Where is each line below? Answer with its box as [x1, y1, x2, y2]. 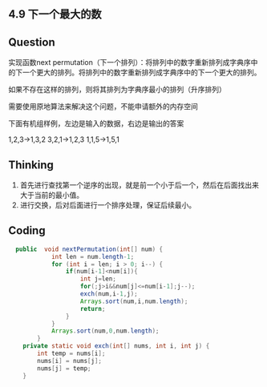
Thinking [8, 158, 55, 171]
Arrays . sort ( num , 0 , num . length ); [51, 327, 160, 335]
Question [8, 35, 55, 49]
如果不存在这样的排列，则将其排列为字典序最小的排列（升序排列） [8, 85, 226, 95]
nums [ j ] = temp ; [37, 364, 91, 373]
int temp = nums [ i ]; [37, 349, 106, 358]
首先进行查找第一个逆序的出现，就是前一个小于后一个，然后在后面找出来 [19, 180, 259, 190]
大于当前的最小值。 [19, 191, 84, 200]
